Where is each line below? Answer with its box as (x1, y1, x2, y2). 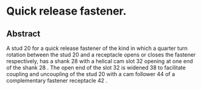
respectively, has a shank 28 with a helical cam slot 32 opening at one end (6, 58, 193, 64)
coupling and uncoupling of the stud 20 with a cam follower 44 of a (6, 71, 175, 77)
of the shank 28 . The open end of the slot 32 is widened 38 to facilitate (6, 64, 186, 71)
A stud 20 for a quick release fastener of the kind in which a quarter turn (6, 44, 188, 52)
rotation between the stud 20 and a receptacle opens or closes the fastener (6, 51, 196, 58)
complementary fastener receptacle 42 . (6, 77, 108, 84)
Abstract (6, 29, 41, 39)
